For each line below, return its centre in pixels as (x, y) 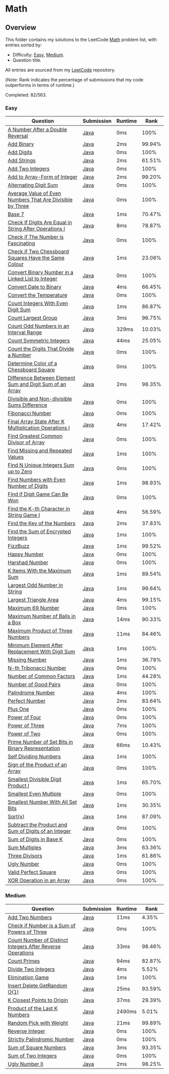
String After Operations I (36, 229)
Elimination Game (28, 977)
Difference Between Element (41, 378)
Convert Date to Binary (35, 287)
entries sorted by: (23, 45)
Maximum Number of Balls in (42, 616)
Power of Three (26, 726)
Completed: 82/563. (26, 95)
